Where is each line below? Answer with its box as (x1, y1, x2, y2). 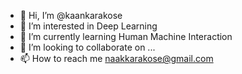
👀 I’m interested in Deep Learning (19, 20, 158, 32)
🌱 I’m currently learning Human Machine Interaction (19, 31, 233, 42)
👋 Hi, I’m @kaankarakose (19, 10, 123, 21)
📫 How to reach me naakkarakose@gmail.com (19, 53, 214, 64)
